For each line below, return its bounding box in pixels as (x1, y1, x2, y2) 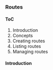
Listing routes (12, 43, 41, 49)
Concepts (12, 33, 33, 39)
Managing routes (12, 49, 48, 55)
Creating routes (12, 38, 45, 44)
